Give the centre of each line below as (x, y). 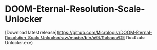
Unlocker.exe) (19, 42)
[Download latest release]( (32, 32)
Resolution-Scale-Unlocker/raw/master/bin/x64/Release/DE (65, 37)
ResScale (136, 37)
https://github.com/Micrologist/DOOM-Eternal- (105, 32)
